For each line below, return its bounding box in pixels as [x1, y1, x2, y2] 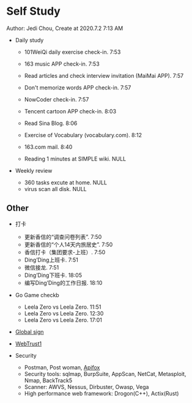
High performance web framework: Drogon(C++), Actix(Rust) [24, 390, 179, 397]
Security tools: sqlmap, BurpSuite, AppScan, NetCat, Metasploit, [24, 370, 186, 377]
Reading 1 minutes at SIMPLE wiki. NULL [24, 155, 127, 162]
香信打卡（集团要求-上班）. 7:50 [24, 248, 106, 255]
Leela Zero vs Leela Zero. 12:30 [24, 309, 104, 317]
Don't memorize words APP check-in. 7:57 [24, 84, 131, 91]
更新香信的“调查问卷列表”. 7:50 [24, 233, 102, 240]
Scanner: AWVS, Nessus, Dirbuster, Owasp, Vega [24, 383, 149, 390]
